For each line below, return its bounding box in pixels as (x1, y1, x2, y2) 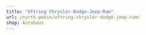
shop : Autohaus (6, 20, 44, 26)
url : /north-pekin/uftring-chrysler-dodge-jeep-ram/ (6, 14, 141, 20)
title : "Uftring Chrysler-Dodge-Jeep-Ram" (6, 8, 114, 15)
